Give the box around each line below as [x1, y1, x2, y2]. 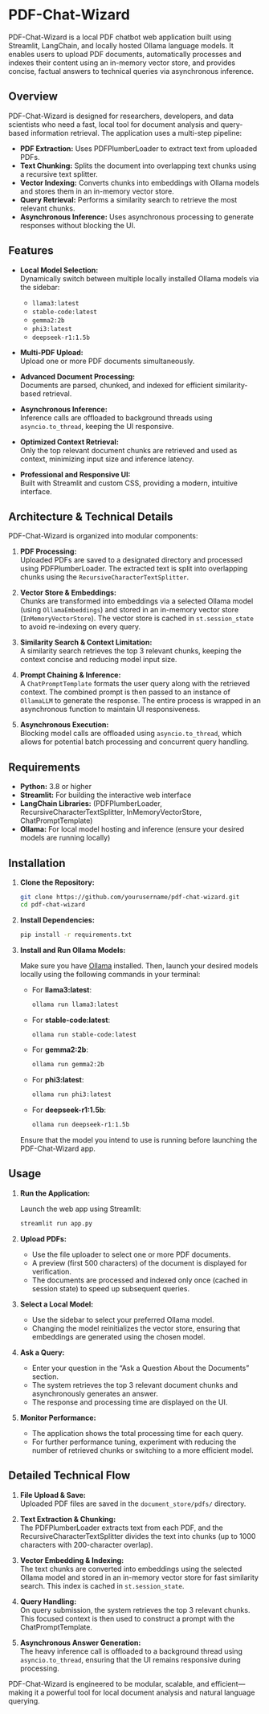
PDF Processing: [19, 546, 77, 556]
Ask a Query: [19, 1348, 65, 1357]
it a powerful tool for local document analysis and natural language [34, 1687, 255, 1697]
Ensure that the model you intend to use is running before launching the [19, 1135, 258, 1144]
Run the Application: [19, 1188, 91, 1198]
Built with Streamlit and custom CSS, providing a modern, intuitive [19, 478, 238, 488]
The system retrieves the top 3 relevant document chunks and [31, 1380, 238, 1389]
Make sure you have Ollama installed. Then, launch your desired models [19, 960, 259, 970]
